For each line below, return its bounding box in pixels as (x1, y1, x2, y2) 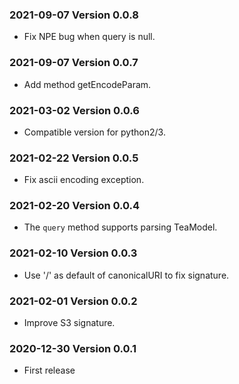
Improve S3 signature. (23, 317, 116, 329)
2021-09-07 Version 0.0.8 (9, 8, 139, 22)
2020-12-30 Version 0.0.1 (9, 342, 137, 355)
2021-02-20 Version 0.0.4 (9, 199, 141, 213)
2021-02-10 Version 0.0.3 (9, 246, 138, 260)
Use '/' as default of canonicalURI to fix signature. (23, 269, 230, 281)
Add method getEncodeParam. (23, 78, 152, 90)
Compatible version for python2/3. (23, 126, 166, 138)
